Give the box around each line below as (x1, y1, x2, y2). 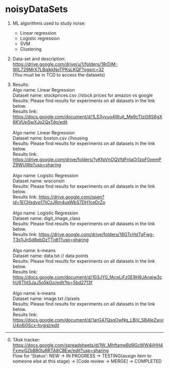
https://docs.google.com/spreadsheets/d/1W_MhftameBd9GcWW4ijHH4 (12, 342, 163, 348)
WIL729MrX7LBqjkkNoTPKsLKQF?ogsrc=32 (12, 66, 104, 72)
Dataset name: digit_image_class (12, 215, 80, 221)
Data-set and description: (12, 55, 66, 61)
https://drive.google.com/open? (38, 194, 105, 200)
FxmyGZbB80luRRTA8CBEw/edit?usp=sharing (12, 347, 109, 353)
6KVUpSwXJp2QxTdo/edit (12, 119, 68, 125)
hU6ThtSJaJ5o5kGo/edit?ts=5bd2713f (12, 279, 93, 285)
